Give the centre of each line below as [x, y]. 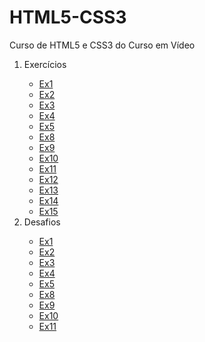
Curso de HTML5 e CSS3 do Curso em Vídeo [102, 45]
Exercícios [45, 64]
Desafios [42, 222]
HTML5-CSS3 [68, 17]
